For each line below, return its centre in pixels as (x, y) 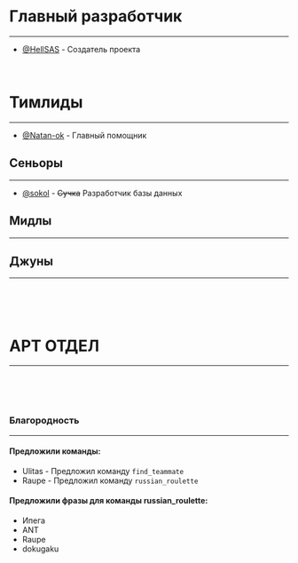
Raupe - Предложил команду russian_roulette (110, 480)
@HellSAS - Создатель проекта (81, 49)
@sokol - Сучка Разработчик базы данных (102, 193)
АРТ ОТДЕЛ (55, 346)
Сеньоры (36, 163)
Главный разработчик (96, 16)
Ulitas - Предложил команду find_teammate (103, 471)
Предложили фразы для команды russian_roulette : (109, 501)
